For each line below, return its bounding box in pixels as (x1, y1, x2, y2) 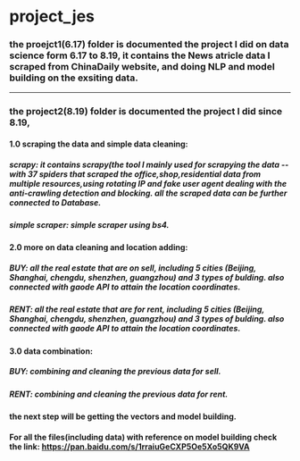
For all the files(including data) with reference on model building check (9, 432, 278, 442)
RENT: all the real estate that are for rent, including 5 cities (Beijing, (9, 304, 265, 314)
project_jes (9, 6, 96, 27)
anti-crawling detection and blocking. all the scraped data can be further (9, 188, 287, 198)
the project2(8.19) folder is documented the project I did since (9, 105, 283, 118)
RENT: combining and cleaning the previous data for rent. (9, 389, 229, 399)
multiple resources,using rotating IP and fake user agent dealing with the (9, 178, 287, 189)
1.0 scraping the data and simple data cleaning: (9, 138, 189, 149)
